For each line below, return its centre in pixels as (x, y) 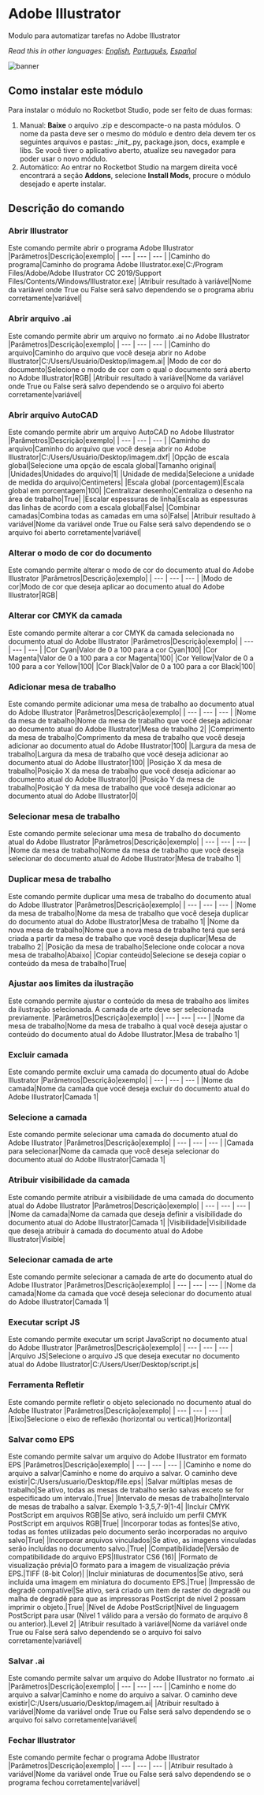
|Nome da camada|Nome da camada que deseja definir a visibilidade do (125, 1213)
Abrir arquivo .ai (40, 318)
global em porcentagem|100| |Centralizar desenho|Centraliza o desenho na (131, 491)
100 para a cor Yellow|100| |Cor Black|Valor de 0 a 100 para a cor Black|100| (132, 666)
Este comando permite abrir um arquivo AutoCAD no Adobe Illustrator (121, 432)
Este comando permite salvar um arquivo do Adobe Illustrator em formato (127, 1456)
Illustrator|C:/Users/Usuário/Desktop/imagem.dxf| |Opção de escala (119, 457)
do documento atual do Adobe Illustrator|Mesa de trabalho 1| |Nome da (124, 921)
